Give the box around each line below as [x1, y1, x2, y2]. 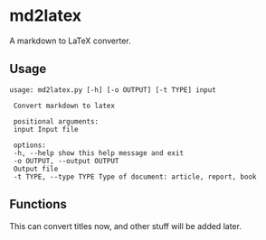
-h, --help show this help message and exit [13, 148, 184, 158]
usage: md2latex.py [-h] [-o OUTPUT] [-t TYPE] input [9, 85, 217, 95]
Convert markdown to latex [13, 101, 116, 110]
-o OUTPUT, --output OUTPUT [13, 156, 119, 165]
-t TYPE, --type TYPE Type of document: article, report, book [13, 172, 257, 181]
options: [13, 141, 47, 150]
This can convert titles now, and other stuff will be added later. [9, 220, 242, 231]
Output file [13, 164, 59, 173]
